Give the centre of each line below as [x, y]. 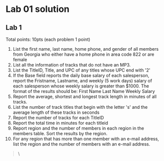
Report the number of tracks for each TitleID [58, 118]
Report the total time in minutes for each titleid [61, 123]
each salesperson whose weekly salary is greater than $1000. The [81, 86]
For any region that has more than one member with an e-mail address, [86, 139]
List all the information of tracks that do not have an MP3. [72, 65]
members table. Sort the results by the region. [60, 133]
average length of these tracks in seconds [56, 112]
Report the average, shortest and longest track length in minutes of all [84, 96]
